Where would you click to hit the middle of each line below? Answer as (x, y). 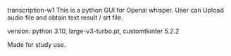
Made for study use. (37, 44)
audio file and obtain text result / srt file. (65, 17)
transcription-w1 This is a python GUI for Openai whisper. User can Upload (115, 10)
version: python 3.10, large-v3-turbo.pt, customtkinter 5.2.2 (93, 31)
